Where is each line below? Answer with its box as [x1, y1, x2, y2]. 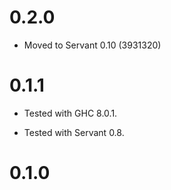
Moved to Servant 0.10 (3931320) [23, 39, 162, 51]
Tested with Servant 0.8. [23, 126, 125, 138]
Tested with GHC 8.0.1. [23, 107, 118, 119]
